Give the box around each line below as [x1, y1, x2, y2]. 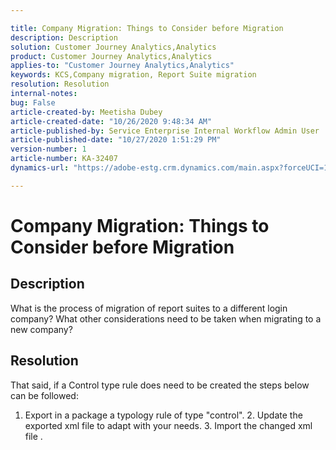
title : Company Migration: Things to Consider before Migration [10, 23, 284, 33]
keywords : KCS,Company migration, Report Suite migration [10, 70, 257, 80]
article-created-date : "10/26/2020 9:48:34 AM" [10, 116, 213, 126]
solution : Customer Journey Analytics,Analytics [10, 42, 217, 52]
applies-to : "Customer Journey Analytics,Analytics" [10, 61, 235, 71]
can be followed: [10, 389, 79, 401]
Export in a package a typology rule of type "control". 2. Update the [24, 409, 303, 421]
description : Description [10, 32, 118, 43]
